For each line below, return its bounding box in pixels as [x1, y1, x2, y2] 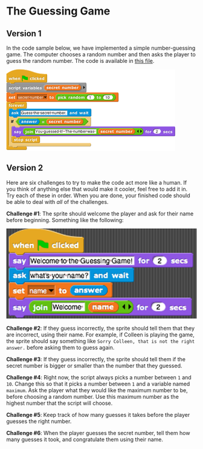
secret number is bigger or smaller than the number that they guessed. [6, 362, 182, 369]
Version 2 [6, 163, 43, 173]
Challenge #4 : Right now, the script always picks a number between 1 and [6, 373, 192, 381]
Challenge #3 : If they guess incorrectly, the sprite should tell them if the [6, 355, 186, 362]
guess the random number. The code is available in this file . [6, 57, 155, 64]
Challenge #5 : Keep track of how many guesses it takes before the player [6, 411, 190, 418]
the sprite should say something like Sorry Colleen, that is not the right [6, 337, 195, 344]
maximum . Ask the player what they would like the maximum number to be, [6, 386, 188, 394]
